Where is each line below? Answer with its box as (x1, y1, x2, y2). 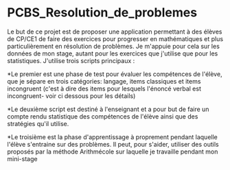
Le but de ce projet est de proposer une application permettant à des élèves (7, 27, 222, 36)
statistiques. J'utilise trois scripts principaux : (7, 56, 135, 64)
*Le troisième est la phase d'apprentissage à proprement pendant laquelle (7, 132, 218, 141)
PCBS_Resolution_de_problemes (7, 5, 198, 21)
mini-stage (7, 154, 38, 162)
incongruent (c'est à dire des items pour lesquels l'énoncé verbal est (7, 84, 201, 93)
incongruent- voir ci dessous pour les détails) (7, 91, 136, 100)
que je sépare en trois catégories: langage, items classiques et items (7, 77, 201, 85)
